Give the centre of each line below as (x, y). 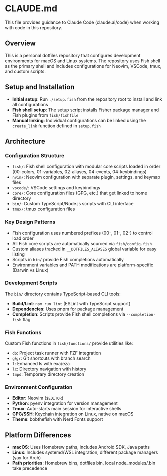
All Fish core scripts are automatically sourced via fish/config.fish (82, 243)
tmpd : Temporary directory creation (48, 374)
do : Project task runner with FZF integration (57, 353)
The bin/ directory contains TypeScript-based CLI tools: (63, 294)
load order (23, 238)
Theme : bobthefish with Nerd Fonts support (58, 419)
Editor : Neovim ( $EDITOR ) (38, 398)
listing (18, 254)
